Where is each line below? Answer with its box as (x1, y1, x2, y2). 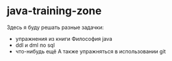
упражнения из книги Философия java (15, 35, 112, 42)
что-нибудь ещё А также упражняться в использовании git (15, 47, 166, 54)
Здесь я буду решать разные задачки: (7, 24, 104, 31)
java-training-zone (7, 4, 102, 18)
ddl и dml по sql (15, 41, 55, 49)
